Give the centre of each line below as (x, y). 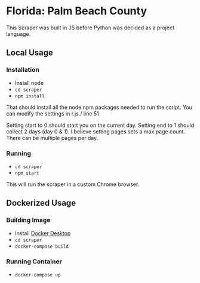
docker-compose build (41, 247)
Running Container (34, 261)
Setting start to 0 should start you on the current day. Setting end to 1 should (100, 125)
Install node (29, 83)
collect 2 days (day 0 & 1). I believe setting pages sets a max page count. (96, 131)
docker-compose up (38, 275)
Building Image (28, 220)
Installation (23, 70)
